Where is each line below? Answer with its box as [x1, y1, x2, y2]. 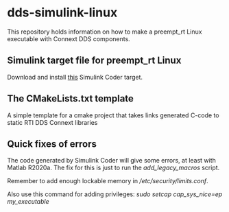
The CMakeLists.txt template [7, 93, 134, 104]
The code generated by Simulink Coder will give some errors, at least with [7, 156, 216, 165]
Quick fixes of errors [7, 138, 97, 150]
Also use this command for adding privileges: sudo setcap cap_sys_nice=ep [7, 190, 223, 198]
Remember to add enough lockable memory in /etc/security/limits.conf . [7, 177, 209, 185]
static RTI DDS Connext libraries [7, 118, 98, 126]
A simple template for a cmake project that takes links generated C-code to [7, 111, 219, 119]
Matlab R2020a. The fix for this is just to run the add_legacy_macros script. [7, 163, 220, 172]
